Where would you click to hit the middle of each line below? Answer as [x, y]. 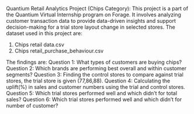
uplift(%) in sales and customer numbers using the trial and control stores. [96, 87]
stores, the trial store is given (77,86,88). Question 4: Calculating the [88, 81]
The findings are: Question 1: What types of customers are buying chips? [94, 62]
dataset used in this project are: [44, 33]
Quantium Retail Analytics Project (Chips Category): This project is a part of [97, 8]
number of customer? [32, 106]
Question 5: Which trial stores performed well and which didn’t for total [92, 93]
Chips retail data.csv [39, 44]
